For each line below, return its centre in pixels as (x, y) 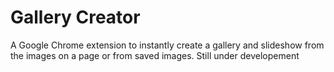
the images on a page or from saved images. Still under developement (155, 55)
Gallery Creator (75, 17)
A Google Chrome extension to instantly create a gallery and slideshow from (167, 45)
